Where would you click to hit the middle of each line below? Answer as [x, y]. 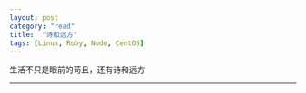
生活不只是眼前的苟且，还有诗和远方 [77, 70]
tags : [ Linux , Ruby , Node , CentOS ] [77, 43]
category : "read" [42, 26]
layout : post [34, 18]
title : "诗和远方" [44, 34]
